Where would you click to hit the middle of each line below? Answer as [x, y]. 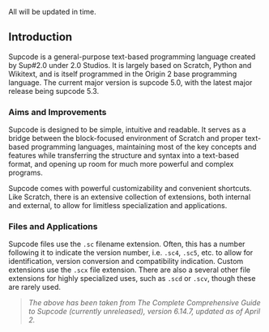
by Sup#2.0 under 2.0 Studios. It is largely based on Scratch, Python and [130, 65]
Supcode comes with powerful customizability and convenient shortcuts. [130, 189]
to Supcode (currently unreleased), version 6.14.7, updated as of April [144, 312]
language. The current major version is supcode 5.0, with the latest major [130, 82]
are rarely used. [35, 287]
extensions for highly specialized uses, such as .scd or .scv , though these [132, 279]
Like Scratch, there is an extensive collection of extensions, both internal [130, 197]
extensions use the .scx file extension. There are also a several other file [130, 270]
